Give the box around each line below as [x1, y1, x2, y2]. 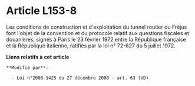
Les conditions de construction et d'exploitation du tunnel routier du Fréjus [6, 23, 187, 30]
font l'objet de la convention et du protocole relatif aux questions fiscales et [6, 29, 190, 36]
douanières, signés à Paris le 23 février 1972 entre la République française [6, 36, 187, 43]
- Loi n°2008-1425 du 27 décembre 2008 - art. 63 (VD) [11, 75, 149, 81]
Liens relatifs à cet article [6, 53, 70, 60]
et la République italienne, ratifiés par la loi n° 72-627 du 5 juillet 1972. [6, 42, 176, 49]
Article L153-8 [6, 4, 77, 18]
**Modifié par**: [6, 64, 49, 71]
